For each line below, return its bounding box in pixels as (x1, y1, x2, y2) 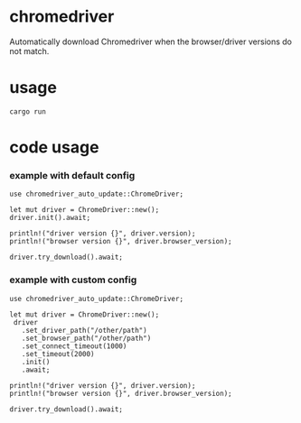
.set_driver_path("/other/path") (21, 326, 147, 335)
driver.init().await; (9, 214, 91, 223)
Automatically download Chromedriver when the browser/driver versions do (9, 36, 292, 47)
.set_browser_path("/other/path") (21, 334, 152, 343)
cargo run (9, 106, 47, 116)
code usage (9, 137, 99, 158)
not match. (9, 45, 50, 56)
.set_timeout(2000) (21, 349, 95, 358)
